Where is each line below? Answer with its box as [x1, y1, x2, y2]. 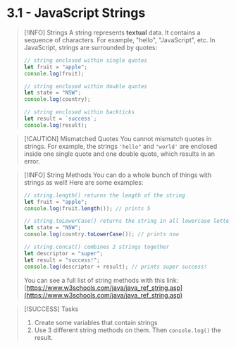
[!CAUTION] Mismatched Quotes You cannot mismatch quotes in [23, 134, 212, 142]
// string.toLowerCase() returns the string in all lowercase [23, 217, 211, 225]
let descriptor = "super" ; [23, 250, 104, 257]
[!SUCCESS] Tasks [23, 305, 79, 313]
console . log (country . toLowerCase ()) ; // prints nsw [23, 231, 179, 238]
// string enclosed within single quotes [23, 56, 147, 64]
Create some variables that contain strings [34, 318, 158, 327]
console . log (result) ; [23, 121, 88, 128]
